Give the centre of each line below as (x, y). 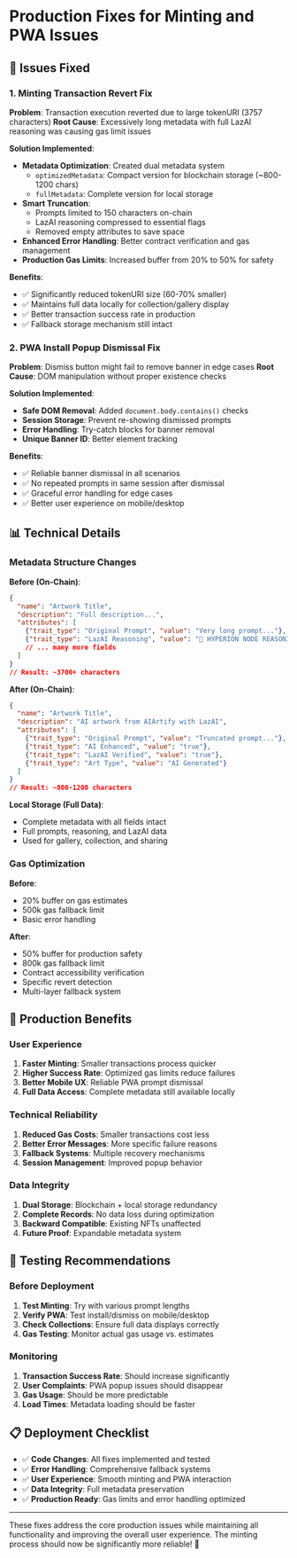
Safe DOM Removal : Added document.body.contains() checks (135, 411)
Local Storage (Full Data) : (57, 805)
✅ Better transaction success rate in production (109, 314)
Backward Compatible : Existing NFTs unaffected (111, 1223)
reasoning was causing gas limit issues (80, 131)
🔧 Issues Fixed (50, 68)
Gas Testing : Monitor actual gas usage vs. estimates (118, 1334)
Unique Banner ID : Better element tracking (100, 439)
